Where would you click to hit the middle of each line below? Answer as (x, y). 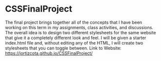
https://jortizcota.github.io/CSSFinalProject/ (49, 53)
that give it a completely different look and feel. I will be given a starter (76, 38)
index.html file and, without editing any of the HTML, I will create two (74, 43)
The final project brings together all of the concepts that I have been (74, 22)
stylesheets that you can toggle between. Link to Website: (63, 48)
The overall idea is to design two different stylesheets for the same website (80, 32)
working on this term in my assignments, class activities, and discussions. (79, 27)
